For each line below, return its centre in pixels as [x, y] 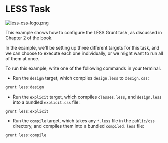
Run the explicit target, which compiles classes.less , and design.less [87, 97]
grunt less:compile [26, 135]
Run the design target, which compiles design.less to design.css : [81, 78]
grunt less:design [25, 87]
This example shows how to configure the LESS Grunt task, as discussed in [84, 32]
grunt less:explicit [27, 111]
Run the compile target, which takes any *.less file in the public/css [84, 121]
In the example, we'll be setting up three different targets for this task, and [82, 47]
